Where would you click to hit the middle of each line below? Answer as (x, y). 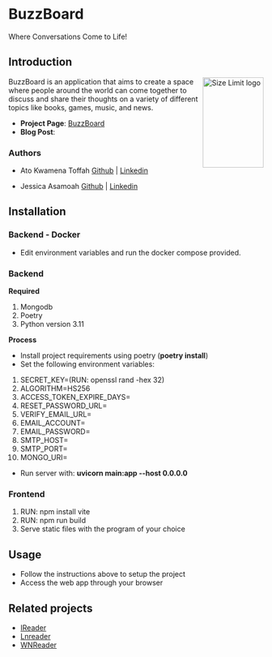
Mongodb (36, 307)
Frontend (27, 494)
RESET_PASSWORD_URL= (64, 406)
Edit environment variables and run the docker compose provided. (130, 252)
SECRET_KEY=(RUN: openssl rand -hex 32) (92, 380)
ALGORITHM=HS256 (55, 389)
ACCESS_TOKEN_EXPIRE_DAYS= (75, 397)
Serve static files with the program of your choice (103, 529)
